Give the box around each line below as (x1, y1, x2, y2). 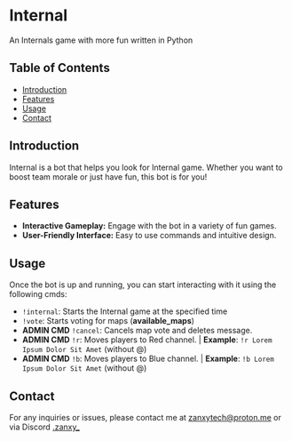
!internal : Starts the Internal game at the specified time (21, 306, 228, 317)
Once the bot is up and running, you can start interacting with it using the (9, 279, 277, 290)
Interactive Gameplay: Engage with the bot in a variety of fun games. (21, 220, 277, 231)
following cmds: (9, 289, 67, 300)
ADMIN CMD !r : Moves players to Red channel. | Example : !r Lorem (21, 334, 272, 345)
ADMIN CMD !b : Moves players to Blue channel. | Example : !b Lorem (21, 353, 275, 365)
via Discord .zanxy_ (9, 421, 80, 432)
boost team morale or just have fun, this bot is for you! (9, 171, 208, 182)
